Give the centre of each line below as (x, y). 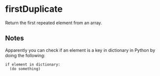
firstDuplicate (34, 9)
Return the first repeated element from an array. (54, 23)
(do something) (25, 69)
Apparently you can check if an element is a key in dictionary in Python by (80, 50)
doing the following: (25, 55)
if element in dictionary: (33, 64)
